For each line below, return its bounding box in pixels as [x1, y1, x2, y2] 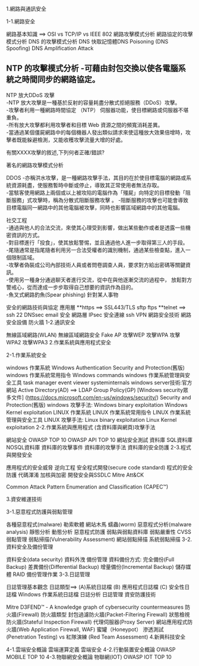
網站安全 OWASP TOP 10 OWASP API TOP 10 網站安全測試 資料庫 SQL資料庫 [6, 436, 193, 443]
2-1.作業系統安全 [6, 351, 47, 359]
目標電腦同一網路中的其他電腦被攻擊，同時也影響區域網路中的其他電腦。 [6, 204, 183, 211]
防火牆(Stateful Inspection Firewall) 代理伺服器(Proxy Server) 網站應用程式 [6, 618, 188, 625]
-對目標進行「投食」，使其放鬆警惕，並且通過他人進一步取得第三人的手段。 [6, 239, 188, 246]
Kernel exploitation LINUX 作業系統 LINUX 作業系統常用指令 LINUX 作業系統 [6, 409, 191, 416]
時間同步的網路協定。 [21, 74, 100, 85]
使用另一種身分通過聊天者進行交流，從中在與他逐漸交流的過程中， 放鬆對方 [8, 276, 192, 283]
